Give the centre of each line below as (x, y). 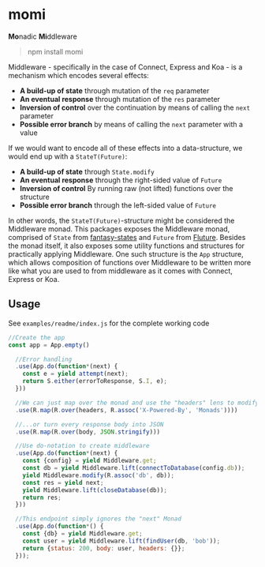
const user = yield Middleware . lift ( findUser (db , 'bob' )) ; (121, 541)
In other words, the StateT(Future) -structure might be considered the (121, 220)
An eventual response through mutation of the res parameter (120, 99)
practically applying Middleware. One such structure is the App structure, (126, 253)
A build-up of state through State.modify (87, 171)
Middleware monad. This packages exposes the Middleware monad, (119, 229)
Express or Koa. (34, 279)
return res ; (42, 498)
